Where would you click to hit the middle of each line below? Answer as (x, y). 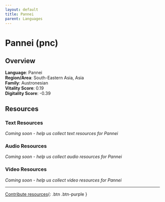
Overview (20, 61)
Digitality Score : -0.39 (28, 93)
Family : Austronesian (27, 83)
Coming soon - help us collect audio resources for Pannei (64, 157)
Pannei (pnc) (32, 43)
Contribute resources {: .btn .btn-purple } (46, 194)
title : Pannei (20, 14)
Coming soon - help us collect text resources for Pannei (62, 134)
